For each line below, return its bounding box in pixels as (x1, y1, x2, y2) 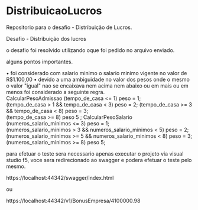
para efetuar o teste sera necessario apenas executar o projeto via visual (6, 150, 184, 157)
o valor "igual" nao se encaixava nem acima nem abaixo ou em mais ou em (6, 82, 189, 89)
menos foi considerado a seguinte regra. (6, 88, 105, 95)
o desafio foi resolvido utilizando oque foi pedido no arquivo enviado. (6, 46, 175, 54)
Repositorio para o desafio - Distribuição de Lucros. (6, 24, 132, 31)
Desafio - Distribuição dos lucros (6, 35, 87, 42)
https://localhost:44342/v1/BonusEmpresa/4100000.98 (6, 197, 141, 204)
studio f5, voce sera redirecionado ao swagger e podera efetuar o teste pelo (6, 156, 192, 163)
